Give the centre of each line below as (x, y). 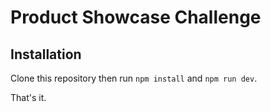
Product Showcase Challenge (136, 17)
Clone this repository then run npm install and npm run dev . (134, 78)
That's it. (28, 97)
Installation (46, 54)
